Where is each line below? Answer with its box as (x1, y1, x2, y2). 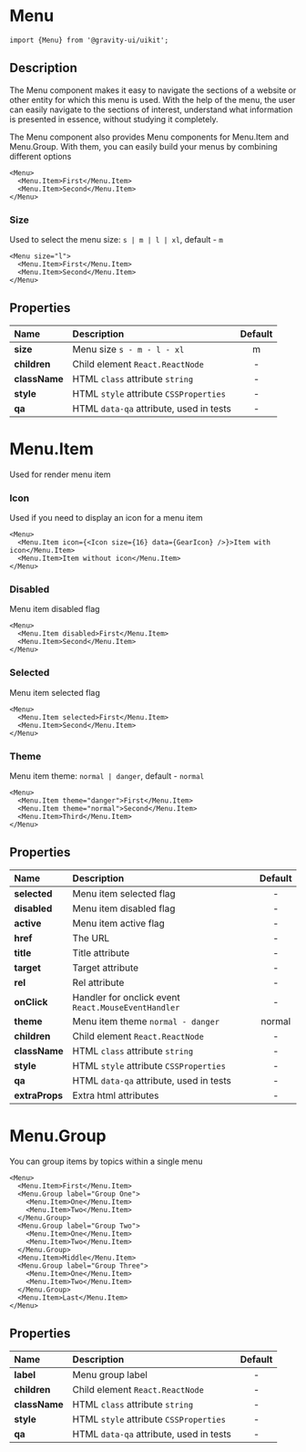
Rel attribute (72, 976, 125, 989)
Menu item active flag (72, 917, 166, 929)
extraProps (14, 1089, 64, 1102)
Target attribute (72, 961, 139, 974)
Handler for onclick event (72, 990, 180, 1003)
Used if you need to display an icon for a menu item (9, 513, 203, 524)
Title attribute (72, 946, 130, 959)
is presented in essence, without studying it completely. (9, 113, 219, 124)
